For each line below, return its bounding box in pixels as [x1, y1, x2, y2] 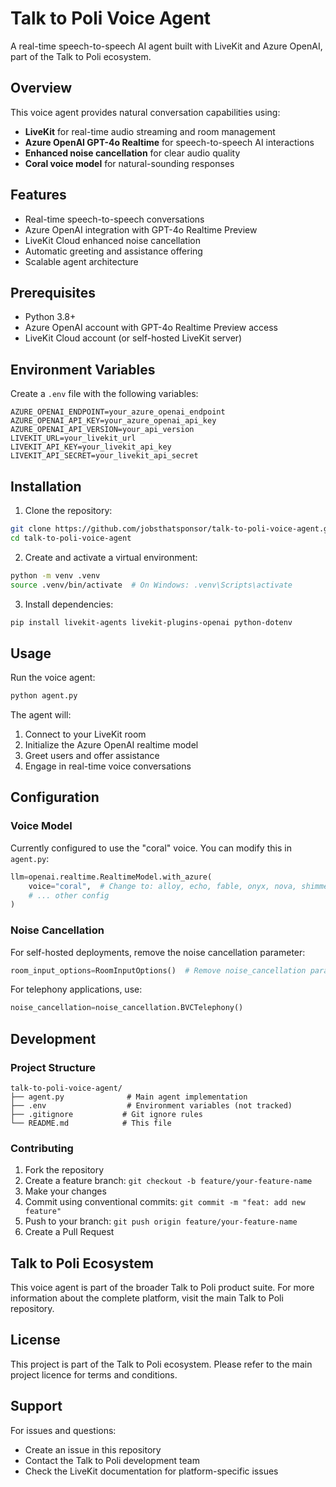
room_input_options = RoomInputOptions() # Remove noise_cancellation [10, 965, 307, 976]
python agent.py [10, 691, 78, 701]
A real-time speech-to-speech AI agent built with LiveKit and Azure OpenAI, [10, 40, 323, 52]
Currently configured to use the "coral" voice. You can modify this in [10, 842, 292, 854]
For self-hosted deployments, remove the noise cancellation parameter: [10, 946, 306, 958]
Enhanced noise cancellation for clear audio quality [24, 147, 241, 159]
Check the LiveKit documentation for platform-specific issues [24, 1465, 279, 1477]
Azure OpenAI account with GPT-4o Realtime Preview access [24, 322, 278, 334]
